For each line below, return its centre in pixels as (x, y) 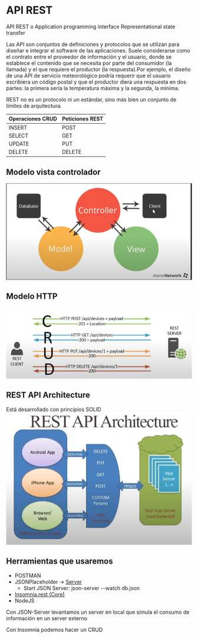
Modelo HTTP (32, 296)
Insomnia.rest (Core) (39, 594)
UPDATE (19, 144)
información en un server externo (47, 618)
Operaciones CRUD (33, 119)
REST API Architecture (48, 395)
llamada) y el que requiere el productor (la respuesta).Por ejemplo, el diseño (99, 69)
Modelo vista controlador (54, 172)
